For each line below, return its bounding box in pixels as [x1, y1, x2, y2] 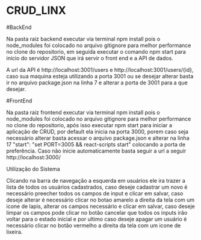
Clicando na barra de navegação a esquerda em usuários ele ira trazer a [6, 177, 185, 184]
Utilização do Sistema [6, 165, 60, 172]
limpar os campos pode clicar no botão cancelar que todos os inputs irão [6, 209, 188, 216]
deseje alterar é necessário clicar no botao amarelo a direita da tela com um [6, 196, 195, 203]
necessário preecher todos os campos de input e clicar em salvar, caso [6, 189, 184, 197]
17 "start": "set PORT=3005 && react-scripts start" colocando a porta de [6, 141, 185, 148]
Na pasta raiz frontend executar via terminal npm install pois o [6, 109, 161, 116]
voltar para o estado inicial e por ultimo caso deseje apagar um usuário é [6, 215, 187, 223]
